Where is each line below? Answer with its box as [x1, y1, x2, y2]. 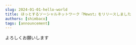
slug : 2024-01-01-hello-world [5, 7, 68, 12]
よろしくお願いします [5, 35, 49, 41]
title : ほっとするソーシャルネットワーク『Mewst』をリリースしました [5, 12, 132, 17]
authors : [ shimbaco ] [5, 16, 48, 21]
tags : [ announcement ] [5, 21, 50, 26]
